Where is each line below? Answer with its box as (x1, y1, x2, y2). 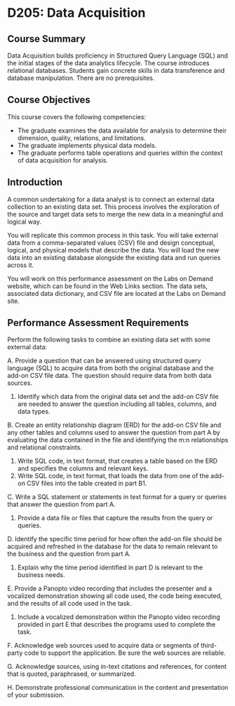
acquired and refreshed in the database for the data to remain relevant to (7, 542, 218, 551)
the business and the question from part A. (7, 550, 131, 558)
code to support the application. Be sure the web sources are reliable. (24, 649, 226, 657)
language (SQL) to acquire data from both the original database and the (7, 364, 214, 372)
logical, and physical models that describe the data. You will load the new (7, 245, 220, 254)
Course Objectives (7, 94, 91, 106)
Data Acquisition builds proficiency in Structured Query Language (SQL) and (7, 51, 228, 60)
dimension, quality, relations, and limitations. (17, 133, 146, 142)
